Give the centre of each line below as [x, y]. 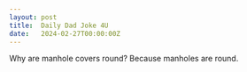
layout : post [33, 17]
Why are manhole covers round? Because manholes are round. [124, 59]
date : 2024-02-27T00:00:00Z [65, 33]
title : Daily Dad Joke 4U [59, 25]
